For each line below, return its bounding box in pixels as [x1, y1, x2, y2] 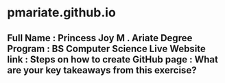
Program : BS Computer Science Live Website [7, 43, 206, 54]
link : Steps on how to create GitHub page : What [7, 54, 218, 65]
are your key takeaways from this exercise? [7, 64, 197, 76]
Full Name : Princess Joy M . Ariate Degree [7, 32, 193, 44]
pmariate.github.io [7, 5, 117, 21]
